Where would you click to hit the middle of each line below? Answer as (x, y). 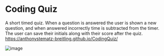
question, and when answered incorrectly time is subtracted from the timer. (82, 28)
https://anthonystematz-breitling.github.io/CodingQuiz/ (62, 39)
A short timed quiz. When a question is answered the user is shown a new (81, 23)
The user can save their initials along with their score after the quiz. (74, 33)
